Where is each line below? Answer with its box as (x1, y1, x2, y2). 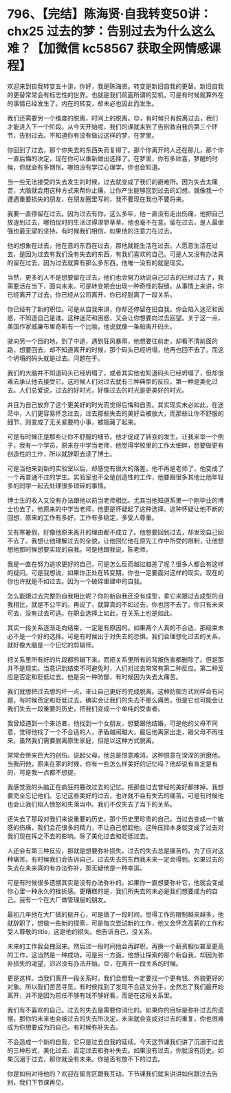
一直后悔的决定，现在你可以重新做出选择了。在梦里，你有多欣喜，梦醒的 (7, 154, 212, 163)
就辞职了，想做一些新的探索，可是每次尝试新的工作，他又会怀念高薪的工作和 (7, 919, 224, 927)
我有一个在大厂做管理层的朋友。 (19, 895, 110, 904)
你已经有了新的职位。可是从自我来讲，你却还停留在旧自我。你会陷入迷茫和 (7, 304, 218, 313)
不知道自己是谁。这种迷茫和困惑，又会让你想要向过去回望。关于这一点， (19, 313, 224, 322)
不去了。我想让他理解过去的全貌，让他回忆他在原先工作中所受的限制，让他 (7, 537, 218, 545)
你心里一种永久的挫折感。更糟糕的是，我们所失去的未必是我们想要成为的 (7, 886, 212, 895)
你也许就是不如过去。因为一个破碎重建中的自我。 (7, 576, 146, 585)
